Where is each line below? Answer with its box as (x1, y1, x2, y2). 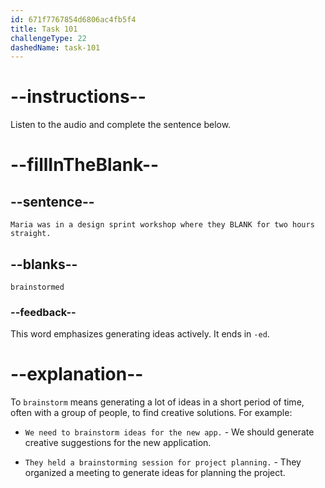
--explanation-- (10, 363, 144, 386)
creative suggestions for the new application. (24, 437, 212, 449)
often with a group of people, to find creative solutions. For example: (10, 407, 293, 419)
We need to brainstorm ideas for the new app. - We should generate (24, 426, 315, 438)
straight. (10, 229, 52, 239)
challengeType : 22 (10, 33, 87, 43)
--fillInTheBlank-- (10, 154, 160, 176)
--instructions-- (10, 86, 147, 108)
